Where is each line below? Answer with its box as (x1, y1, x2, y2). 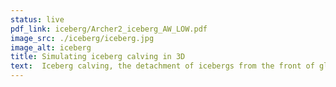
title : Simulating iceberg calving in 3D (10, 52, 186, 62)
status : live (10, 14, 65, 25)
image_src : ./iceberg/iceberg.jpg (10, 33, 155, 43)
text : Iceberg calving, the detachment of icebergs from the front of (10, 61, 315, 71)
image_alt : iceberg (10, 42, 92, 53)
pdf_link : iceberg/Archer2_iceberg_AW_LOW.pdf (10, 24, 208, 34)
